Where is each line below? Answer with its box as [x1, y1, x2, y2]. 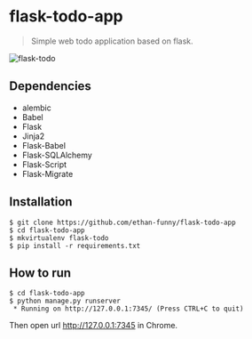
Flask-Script [21, 158, 67, 170]
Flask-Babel [21, 140, 67, 150]
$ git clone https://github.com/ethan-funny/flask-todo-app [9, 218, 237, 227]
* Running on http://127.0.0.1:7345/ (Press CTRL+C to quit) [12, 304, 244, 313]
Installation [9, 194, 73, 210]
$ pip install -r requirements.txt [9, 241, 141, 250]
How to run [9, 265, 72, 280]
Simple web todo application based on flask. [30, 36, 193, 46]
